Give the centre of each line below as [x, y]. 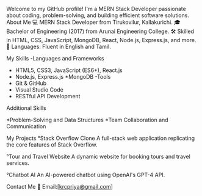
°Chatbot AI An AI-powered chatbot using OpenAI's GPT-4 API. [86, 175]
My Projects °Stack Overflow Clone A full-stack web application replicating [101, 138]
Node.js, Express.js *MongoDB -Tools [63, 77]
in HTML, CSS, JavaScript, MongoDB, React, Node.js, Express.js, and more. [101, 40]
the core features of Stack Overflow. [52, 145]
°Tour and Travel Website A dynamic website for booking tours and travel [98, 156]
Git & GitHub [31, 83]
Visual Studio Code [39, 90]
